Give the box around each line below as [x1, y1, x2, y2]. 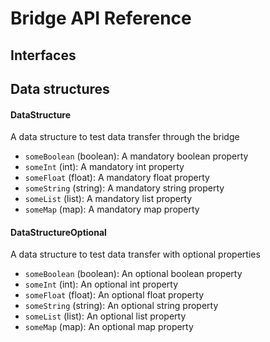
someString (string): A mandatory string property [24, 182, 225, 194]
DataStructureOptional [10, 226, 107, 238]
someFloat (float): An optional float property [24, 289, 204, 301]
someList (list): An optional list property [24, 310, 187, 322]
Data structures [10, 80, 110, 97]
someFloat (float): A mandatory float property [24, 172, 210, 184]
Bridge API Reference [10, 7, 192, 30]
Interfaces [10, 47, 77, 64]
